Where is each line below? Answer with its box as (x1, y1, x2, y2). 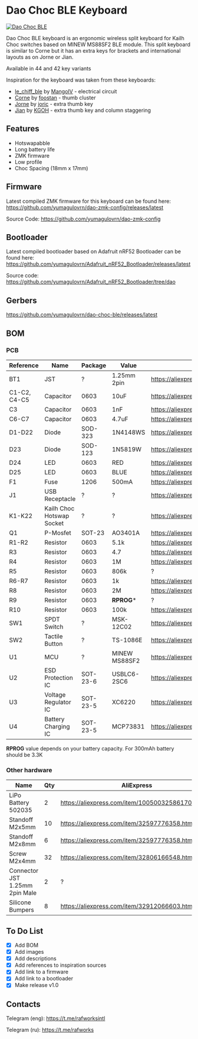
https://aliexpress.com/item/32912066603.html (60, 902, 194, 911)
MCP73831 (111, 722, 145, 730)
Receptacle (44, 494, 76, 503)
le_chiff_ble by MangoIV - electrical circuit (14, 88, 117, 95)
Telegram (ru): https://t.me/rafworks (6, 1027, 94, 1034)
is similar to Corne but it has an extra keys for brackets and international (6, 47, 181, 54)
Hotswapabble (14, 140, 51, 147)
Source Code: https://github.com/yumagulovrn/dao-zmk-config (6, 215, 161, 222)
